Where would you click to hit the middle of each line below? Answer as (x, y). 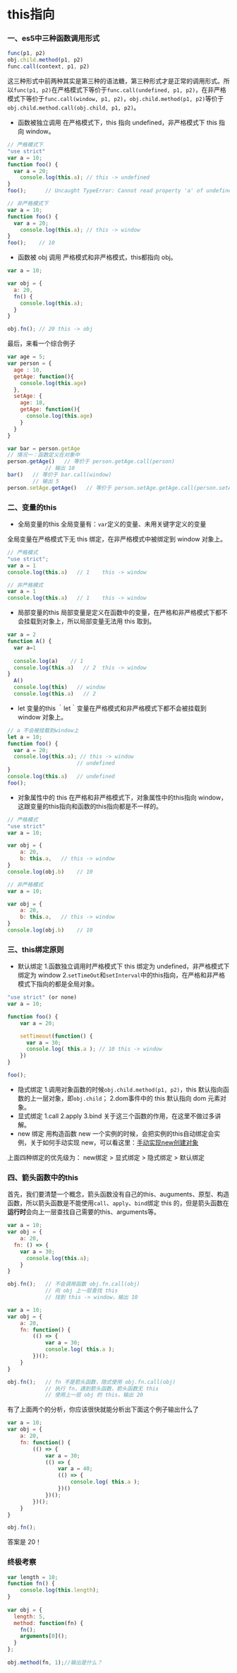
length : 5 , (30, 1616)
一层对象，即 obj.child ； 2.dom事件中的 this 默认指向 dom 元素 (128, 1098)
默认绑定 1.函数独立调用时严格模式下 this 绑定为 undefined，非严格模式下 (123, 966)
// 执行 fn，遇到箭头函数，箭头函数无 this (102, 1389)
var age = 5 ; (26, 357)
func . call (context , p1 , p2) (49, 67)
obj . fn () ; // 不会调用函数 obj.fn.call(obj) (74, 1284)
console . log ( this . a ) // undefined (61, 777)
